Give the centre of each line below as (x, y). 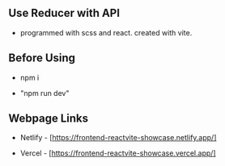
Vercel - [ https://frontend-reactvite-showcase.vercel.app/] (118, 153)
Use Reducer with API (64, 13)
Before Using (42, 58)
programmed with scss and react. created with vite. (106, 32)
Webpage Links (49, 119)
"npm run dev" (45, 93)
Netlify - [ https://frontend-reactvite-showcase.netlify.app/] (118, 138)
